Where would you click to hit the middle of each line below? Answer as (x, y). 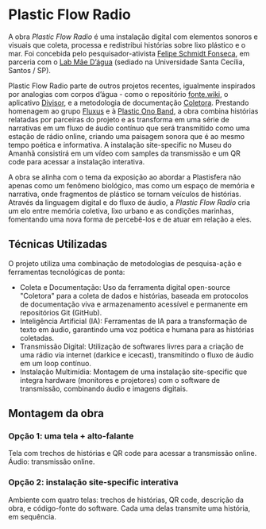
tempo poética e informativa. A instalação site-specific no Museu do (120, 145)
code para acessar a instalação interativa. (77, 161)
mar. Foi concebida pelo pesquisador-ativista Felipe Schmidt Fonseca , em (129, 53)
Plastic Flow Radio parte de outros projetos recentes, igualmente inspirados (132, 86)
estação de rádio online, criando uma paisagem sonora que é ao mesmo (126, 136)
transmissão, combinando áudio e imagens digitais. (104, 388)
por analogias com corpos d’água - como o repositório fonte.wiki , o (118, 94)
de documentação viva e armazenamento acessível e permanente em (134, 304)
